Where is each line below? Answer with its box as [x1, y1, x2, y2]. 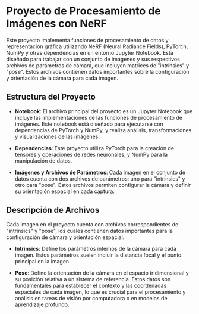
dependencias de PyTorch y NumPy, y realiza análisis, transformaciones [14, 126, 192, 133]
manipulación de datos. [14, 157, 72, 164]
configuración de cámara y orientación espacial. [6, 234, 125, 241]
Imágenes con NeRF [6, 17, 108, 30]
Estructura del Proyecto [6, 92, 96, 102]
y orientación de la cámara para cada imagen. [6, 74, 119, 82]
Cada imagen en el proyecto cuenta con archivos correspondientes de [6, 220, 179, 228]
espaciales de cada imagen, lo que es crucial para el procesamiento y [14, 288, 186, 296]
